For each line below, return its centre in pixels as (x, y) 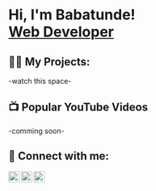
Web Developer (61, 32)
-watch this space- (40, 81)
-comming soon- (36, 131)
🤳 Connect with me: (59, 156)
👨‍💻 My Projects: (49, 62)
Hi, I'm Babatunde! (72, 15)
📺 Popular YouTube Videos (78, 108)
